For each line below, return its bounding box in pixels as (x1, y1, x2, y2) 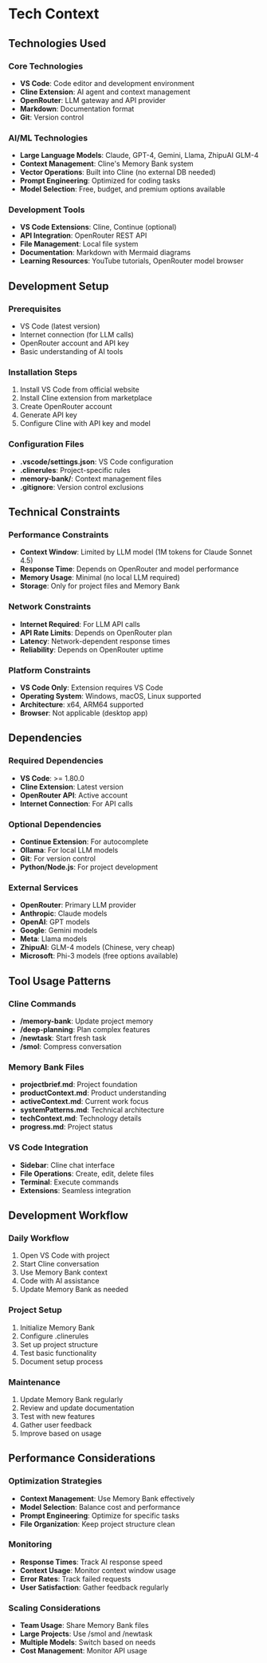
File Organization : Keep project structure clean (19, 1519, 175, 1528)
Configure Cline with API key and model (19, 419, 151, 428)
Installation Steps (8, 367, 78, 378)
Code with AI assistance (19, 1276, 100, 1286)
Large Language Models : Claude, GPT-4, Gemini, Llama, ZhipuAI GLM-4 (19, 151, 259, 160)
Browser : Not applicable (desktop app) (19, 708, 148, 718)
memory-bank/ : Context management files (19, 474, 162, 483)
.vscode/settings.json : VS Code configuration (19, 456, 174, 467)
